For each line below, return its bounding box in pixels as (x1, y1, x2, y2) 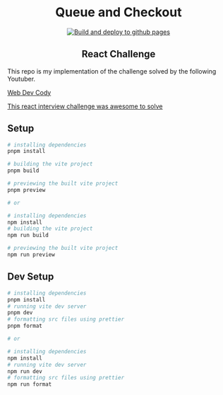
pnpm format (7, 323, 42, 330)
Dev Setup (7, 270, 54, 283)
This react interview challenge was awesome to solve (7, 102, 163, 110)
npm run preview (7, 251, 55, 258)
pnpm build (7, 167, 40, 174)
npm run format (7, 381, 52, 388)
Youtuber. (7, 74, 36, 83)
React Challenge (81, 48, 156, 60)
